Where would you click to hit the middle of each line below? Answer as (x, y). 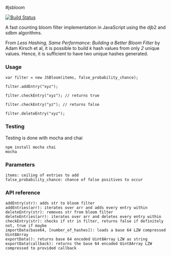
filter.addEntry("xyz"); (32, 87)
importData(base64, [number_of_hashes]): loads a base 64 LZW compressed (86, 230)
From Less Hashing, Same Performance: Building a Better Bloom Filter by (83, 43)
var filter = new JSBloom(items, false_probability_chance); (72, 78)
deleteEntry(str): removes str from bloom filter (59, 212)
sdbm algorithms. (24, 33)
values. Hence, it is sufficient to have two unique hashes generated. (77, 54)
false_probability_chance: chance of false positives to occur (74, 179)
